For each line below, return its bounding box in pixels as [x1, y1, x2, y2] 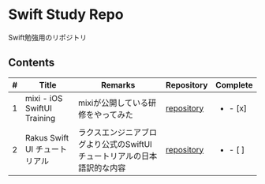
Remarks [101, 79, 136, 90]
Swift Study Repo [8, 6, 124, 24]
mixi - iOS [24, 92, 63, 103]
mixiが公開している [77, 97, 148, 108]
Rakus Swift [24, 132, 69, 143]
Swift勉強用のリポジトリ [8, 32, 88, 42]
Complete [215, 79, 253, 90]
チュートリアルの [77, 150, 142, 161]
